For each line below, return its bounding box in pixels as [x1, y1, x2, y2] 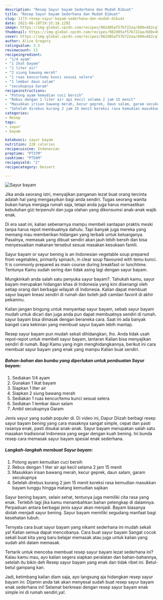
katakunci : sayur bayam [5, 138, 53, 142]
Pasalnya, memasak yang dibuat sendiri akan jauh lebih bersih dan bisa [5, 237, 147, 243]
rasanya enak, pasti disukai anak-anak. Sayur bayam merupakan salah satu [5, 426, 155, 431]
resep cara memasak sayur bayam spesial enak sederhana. [5, 436, 124, 442]
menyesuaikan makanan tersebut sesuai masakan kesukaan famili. [5, 242, 138, 248]
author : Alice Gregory [5, 39, 51, 44]
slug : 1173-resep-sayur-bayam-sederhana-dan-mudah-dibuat [5, 16, 125, 21]
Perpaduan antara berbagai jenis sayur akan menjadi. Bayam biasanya [5, 505, 146, 510]
